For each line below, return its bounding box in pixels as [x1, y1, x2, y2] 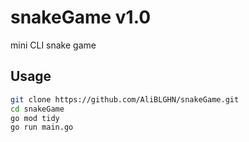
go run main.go [10, 122, 74, 133]
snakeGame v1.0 [10, 6, 152, 29]
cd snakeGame [10, 104, 65, 114]
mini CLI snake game [10, 39, 97, 51]
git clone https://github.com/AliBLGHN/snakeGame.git [10, 94, 240, 105]
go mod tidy [10, 113, 60, 123]
